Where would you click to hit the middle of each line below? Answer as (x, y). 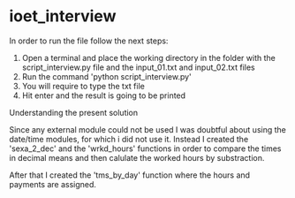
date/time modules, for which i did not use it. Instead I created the (129, 139)
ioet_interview (63, 16)
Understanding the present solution (74, 112)
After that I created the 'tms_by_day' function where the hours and (129, 175)
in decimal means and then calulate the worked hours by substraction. (137, 157)
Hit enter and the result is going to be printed (104, 95)
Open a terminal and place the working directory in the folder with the (148, 57)
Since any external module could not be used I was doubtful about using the (148, 129)
